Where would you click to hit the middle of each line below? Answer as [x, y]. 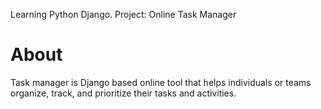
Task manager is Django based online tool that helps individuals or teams [161, 82]
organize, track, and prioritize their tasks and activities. [123, 93]
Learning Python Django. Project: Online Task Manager [123, 14]
